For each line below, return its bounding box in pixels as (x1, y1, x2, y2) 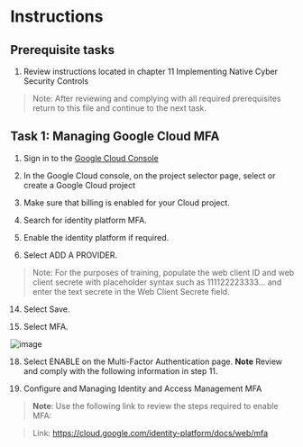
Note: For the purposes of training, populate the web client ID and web (32, 267, 295, 278)
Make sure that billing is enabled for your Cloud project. (23, 196, 231, 208)
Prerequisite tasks (10, 42, 115, 58)
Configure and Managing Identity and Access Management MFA (23, 383, 262, 394)
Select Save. (23, 304, 70, 315)
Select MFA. (23, 321, 69, 332)
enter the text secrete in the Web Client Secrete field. (32, 286, 230, 296)
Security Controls (23, 76, 89, 87)
